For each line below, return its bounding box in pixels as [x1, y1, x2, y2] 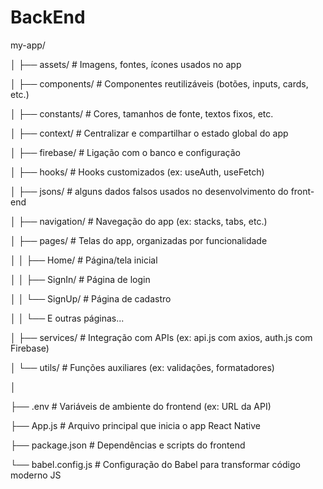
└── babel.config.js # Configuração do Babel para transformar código [10, 458, 301, 470]
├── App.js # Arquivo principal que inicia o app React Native [10, 419, 261, 431]
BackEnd [10, 6, 86, 29]
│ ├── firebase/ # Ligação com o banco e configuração [10, 146, 241, 158]
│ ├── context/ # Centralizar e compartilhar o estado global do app [10, 127, 289, 139]
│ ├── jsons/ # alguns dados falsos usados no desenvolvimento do [10, 185, 289, 197]
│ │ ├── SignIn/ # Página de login [10, 273, 151, 285]
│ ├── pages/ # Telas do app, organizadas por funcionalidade [10, 234, 268, 246]
